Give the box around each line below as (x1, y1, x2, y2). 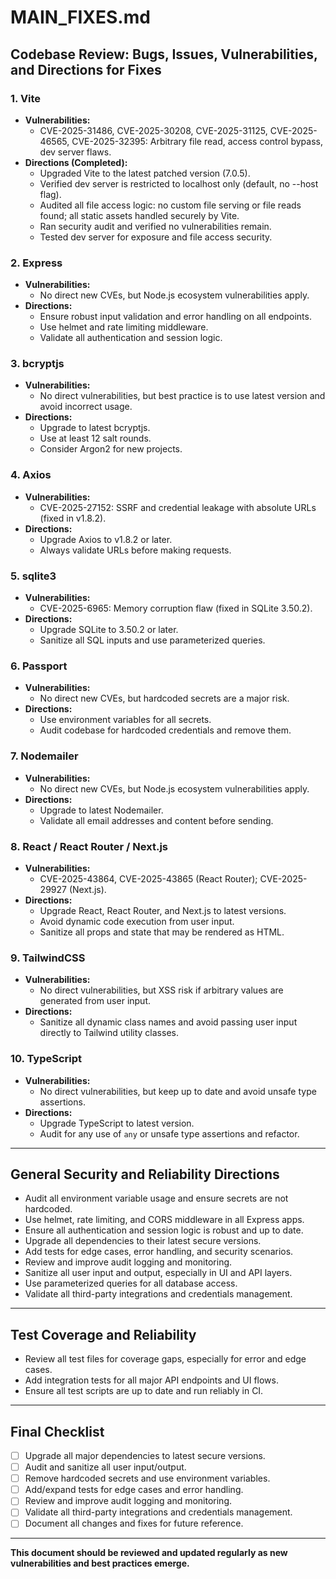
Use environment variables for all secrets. (39, 714, 212, 726)
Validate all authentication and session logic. (39, 332, 223, 344)
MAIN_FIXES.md (10, 6, 151, 29)
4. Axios (10, 468, 52, 482)
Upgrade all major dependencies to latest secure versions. (24, 1449, 266, 1461)
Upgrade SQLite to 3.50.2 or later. (39, 624, 179, 636)
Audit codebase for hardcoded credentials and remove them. (39, 724, 292, 736)
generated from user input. (39, 995, 152, 1007)
